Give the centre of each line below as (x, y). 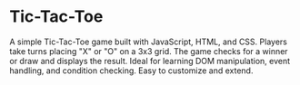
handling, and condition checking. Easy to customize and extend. (131, 71)
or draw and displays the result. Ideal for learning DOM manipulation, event (150, 61)
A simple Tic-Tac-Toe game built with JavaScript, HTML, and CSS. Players (149, 42)
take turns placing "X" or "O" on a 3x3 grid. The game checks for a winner (149, 51)
